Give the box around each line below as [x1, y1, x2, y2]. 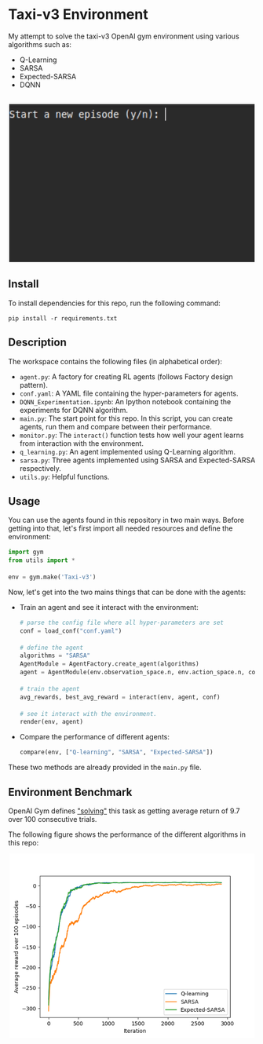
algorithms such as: [8, 39, 72, 49]
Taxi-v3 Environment [8, 5, 148, 24]
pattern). [19, 380, 49, 389]
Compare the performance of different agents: [19, 732, 170, 742]
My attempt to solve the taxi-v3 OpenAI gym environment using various [8, 31, 239, 41]
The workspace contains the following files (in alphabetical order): [8, 356, 222, 366]
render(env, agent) [19, 718, 84, 726]
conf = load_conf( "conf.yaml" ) [19, 626, 122, 635]
